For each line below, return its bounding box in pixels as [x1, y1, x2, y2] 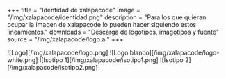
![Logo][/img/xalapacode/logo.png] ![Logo [7, 48, 129, 57]
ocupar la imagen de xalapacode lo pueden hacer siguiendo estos [7, 21, 197, 28]
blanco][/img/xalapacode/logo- [129, 48, 220, 57]
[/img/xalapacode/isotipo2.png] [7, 64, 99, 71]
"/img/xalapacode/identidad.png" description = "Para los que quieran [7, 13, 207, 21]
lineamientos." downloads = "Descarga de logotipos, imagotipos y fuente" [7, 28, 219, 36]
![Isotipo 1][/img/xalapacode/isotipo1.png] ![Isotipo [39, 56, 184, 64]
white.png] [7, 56, 38, 64]
